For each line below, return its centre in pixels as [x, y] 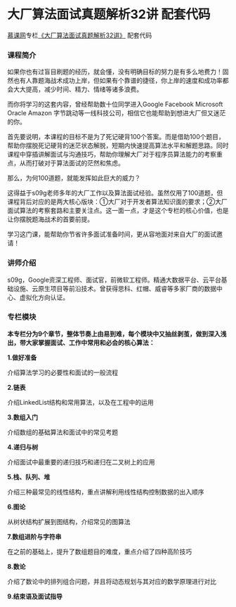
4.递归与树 [23, 447]
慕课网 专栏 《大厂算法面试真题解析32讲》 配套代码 [80, 35]
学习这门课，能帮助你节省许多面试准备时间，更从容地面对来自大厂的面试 [112, 234]
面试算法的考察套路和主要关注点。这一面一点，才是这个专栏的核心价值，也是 [118, 211]
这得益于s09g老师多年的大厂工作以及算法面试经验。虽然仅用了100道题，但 [115, 193]
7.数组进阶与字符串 [34, 536]
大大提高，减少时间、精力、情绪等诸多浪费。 [78, 89]
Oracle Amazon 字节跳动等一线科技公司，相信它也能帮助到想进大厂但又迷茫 [117, 113]
